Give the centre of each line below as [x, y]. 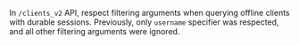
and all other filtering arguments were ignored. [95, 31]
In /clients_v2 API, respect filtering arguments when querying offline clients [149, 13]
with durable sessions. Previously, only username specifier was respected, [144, 22]
